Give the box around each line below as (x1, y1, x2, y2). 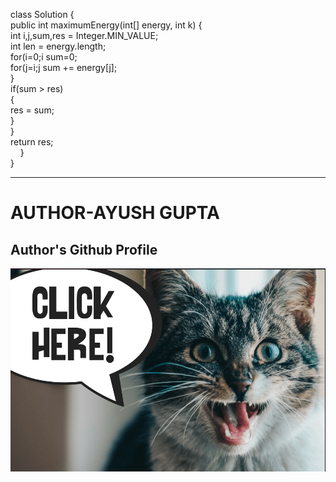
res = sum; (10, 104, 55, 116)
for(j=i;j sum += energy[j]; (10, 62, 118, 73)
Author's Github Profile (10, 241, 158, 258)
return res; (10, 136, 54, 148)
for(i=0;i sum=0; (10, 51, 78, 63)
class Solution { (10, 9, 75, 20)
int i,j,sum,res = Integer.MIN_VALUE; (10, 30, 159, 41)
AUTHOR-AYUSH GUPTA (10, 202, 220, 224)
